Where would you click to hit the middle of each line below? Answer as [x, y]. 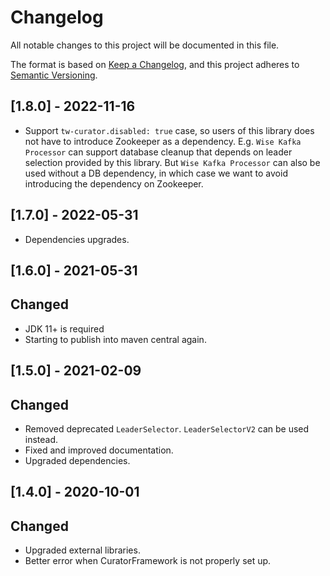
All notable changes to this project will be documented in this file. [145, 45]
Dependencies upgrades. [77, 239]
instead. [41, 439]
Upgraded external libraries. [82, 550]
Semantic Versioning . [54, 75]
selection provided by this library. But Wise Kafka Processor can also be [172, 162]
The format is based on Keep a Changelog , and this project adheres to [155, 64]
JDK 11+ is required [64, 328]
